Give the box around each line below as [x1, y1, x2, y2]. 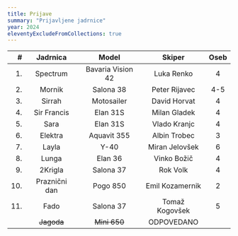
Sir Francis [33, 107, 69, 117]
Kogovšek [157, 206, 191, 216]
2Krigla [39, 165, 64, 175]
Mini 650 [94, 217, 125, 227]
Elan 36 [96, 153, 123, 163]
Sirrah [41, 96, 62, 106]
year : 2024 [7, 23, 40, 30]
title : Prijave [7, 10, 52, 18]
